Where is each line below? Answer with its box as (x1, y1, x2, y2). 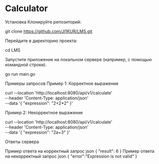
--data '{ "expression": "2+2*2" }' (5, 100, 73, 106)
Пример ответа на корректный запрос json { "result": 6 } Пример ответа (5, 148, 155, 154)
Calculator (5, 3, 48, 14)
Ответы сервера (5, 139, 39, 145)
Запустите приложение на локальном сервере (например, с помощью (5, 56, 152, 62)
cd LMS (5, 47, 21, 53)
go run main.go (5, 71, 35, 77)
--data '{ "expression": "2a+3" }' (5, 129, 70, 135)
